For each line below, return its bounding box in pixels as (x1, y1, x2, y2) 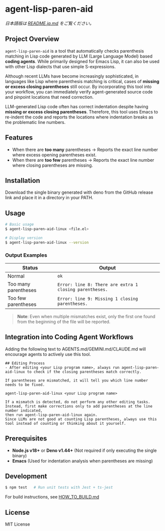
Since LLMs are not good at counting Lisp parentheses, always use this (5, 416, 157, 421)
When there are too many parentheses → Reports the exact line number (12, 147, 158, 152)
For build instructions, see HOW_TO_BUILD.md (5, 494, 100, 500)
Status (22, 264, 38, 271)
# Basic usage (5, 222, 34, 227)
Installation (5, 176, 40, 185)
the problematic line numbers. (5, 119, 66, 125)
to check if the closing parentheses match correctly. (27, 369, 141, 374)
